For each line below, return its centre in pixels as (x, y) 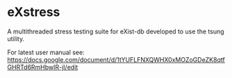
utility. (16, 38)
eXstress (34, 12)
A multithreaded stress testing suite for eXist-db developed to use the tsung (116, 31)
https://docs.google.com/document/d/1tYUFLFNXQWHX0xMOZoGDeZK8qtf (116, 59)
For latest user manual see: (46, 52)
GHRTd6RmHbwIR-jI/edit (43, 67)
